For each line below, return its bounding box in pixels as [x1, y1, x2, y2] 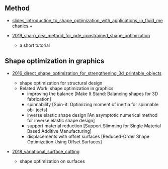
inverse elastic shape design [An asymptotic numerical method [27, 112, 158, 118]
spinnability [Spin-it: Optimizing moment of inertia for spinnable [27, 101, 159, 107]
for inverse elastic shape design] [27, 117, 95, 123]
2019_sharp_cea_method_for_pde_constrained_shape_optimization [12, 32, 150, 38]
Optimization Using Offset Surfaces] [27, 138, 102, 145]
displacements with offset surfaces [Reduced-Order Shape [27, 133, 149, 139]
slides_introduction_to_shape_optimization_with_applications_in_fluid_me [12, 17, 163, 23]
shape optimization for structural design [19, 80, 103, 86]
